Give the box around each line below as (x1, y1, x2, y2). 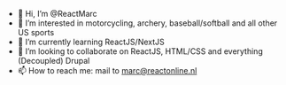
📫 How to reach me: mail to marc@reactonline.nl (17, 66, 197, 75)
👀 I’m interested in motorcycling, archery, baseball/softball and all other (17, 18, 278, 28)
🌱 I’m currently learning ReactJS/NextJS (17, 36, 166, 47)
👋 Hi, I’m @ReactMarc (17, 9, 97, 19)
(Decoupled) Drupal (17, 56, 90, 66)
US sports (17, 27, 55, 37)
